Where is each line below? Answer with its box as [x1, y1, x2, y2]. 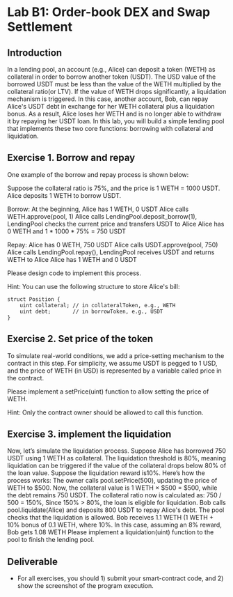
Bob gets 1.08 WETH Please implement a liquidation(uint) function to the [7, 528, 214, 536]
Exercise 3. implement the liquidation [7, 428, 172, 440]
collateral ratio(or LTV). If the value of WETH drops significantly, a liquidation [7, 88, 227, 95]
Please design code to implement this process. [7, 269, 141, 277]
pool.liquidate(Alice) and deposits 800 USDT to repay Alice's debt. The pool [7, 506, 225, 514]
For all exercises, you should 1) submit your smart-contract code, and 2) [17, 574, 224, 582]
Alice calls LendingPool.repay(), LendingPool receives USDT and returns [7, 248, 215, 256]
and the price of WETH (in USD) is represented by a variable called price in [7, 366, 222, 375]
